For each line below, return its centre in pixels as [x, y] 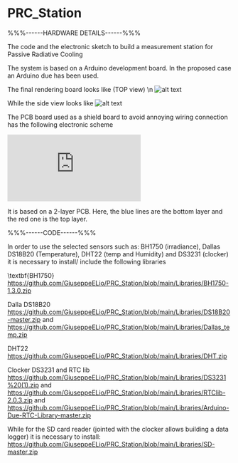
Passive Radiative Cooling [45, 54]
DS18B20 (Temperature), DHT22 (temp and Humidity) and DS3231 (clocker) [118, 254]
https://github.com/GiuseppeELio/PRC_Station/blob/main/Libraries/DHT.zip [117, 356]
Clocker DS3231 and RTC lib [49, 370]
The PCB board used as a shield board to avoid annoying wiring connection [118, 117]
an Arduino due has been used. [53, 76]
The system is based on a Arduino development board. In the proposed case [120, 68]
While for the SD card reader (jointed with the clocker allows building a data [118, 429]
